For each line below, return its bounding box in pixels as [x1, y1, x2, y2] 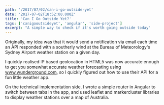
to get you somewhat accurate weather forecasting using [5, 64, 122, 70]
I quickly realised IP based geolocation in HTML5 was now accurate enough [5, 59, 159, 65]
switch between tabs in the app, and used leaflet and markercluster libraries [5, 89, 160, 95]
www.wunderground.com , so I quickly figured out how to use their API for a [5, 69, 159, 75]
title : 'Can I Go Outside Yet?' [5, 16, 71, 21]
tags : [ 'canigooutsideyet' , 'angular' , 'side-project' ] [5, 21, 122, 26]
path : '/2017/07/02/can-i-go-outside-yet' [5, 7, 94, 12]
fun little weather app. [5, 75, 50, 80]
